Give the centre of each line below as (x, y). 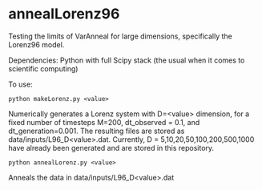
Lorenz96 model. (36, 44)
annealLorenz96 (64, 14)
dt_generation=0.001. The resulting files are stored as (97, 131)
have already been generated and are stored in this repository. (111, 148)
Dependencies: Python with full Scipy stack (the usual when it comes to (127, 60)
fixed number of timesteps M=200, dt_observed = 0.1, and (104, 122)
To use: (21, 84)
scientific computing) (43, 68)
